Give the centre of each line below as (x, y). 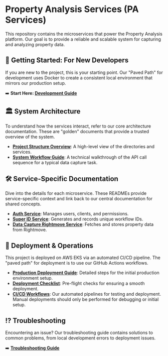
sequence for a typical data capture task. (55, 162)
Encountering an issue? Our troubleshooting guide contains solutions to (79, 333)
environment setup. (33, 278)
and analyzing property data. (35, 44)
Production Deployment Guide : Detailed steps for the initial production (86, 273)
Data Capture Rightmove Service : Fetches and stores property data (83, 224)
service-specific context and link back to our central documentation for (79, 199)
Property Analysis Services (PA (72, 9)
